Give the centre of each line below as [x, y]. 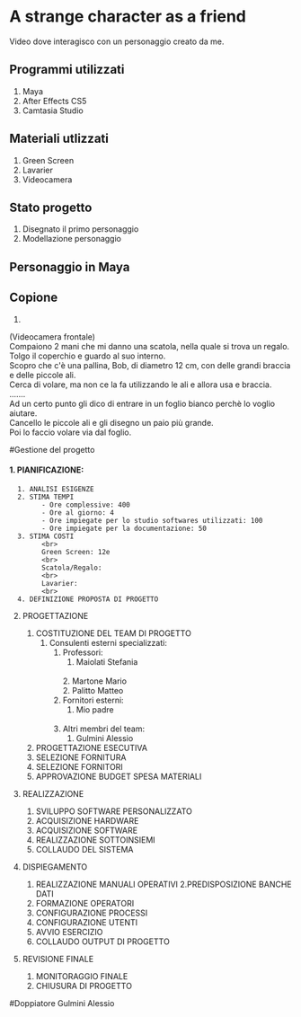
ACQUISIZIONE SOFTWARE [86, 830]
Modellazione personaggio [71, 239]
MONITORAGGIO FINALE [82, 976]
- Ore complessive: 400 [86, 505]
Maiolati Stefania [107, 661]
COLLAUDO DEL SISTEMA [84, 849]
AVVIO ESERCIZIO [69, 932]
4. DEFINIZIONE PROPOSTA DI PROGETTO [88, 599]
